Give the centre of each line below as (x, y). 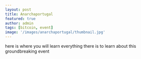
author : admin (19, 23)
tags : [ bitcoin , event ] (29, 28)
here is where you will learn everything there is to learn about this (70, 46)
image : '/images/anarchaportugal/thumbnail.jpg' (55, 32)
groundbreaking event (27, 51)
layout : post (18, 10)
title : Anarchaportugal (29, 14)
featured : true (20, 19)
